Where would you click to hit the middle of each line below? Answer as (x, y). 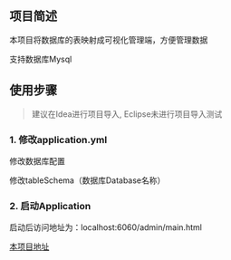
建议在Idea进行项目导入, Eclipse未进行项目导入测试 (127, 114)
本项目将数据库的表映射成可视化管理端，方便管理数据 (109, 40)
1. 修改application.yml (58, 140)
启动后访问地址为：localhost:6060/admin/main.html (106, 227)
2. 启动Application (50, 206)
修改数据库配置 (37, 160)
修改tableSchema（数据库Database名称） (87, 180)
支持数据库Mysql (41, 59)
